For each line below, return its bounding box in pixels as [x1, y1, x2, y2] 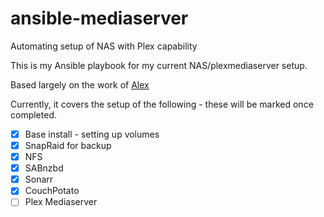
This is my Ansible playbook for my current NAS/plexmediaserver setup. [10, 59, 308, 71]
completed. [10, 108, 57, 121]
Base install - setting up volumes [24, 128, 160, 140]
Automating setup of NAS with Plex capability [10, 40, 198, 52]
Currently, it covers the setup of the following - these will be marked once [10, 98, 314, 110]
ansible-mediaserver [10, 7, 189, 30]
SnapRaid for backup [24, 140, 112, 151]
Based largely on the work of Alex [10, 78, 150, 91]
